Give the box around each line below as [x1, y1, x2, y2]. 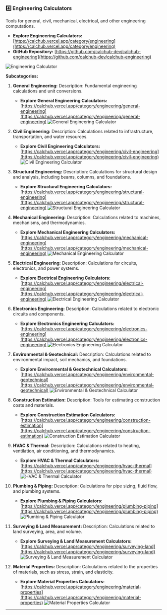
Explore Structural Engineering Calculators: [20, 184, 112, 190]
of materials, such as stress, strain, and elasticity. [12, 569, 114, 575]
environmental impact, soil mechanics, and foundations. [12, 357, 127, 363]
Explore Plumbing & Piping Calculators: [20, 498, 103, 504]
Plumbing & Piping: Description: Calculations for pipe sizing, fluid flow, [12, 483, 158, 489]
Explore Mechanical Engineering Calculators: [20, 230, 115, 235]
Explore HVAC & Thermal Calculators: [20, 458, 100, 463]
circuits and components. [12, 311, 65, 317]
